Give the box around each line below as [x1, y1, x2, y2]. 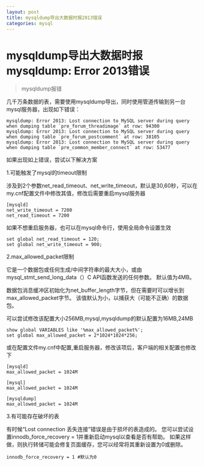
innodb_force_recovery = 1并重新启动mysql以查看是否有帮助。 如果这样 [11, 433, 191, 440]
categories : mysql [6, 20, 53, 26]
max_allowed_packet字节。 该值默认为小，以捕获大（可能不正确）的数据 [6, 294, 189, 302]
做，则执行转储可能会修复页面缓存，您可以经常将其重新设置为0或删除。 [6, 441, 186, 448]
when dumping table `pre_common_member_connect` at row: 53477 [6, 145, 171, 151]
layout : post [6, 9, 40, 15]
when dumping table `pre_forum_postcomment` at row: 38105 [6, 134, 160, 140]
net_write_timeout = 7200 [6, 207, 72, 214]
